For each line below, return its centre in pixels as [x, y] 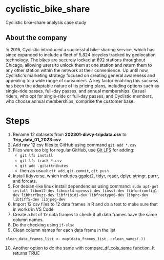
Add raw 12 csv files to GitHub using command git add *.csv [74, 145]
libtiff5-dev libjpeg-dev [39, 199]
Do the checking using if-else [43, 224]
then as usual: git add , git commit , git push [64, 170]
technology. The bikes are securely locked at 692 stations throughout [75, 60]
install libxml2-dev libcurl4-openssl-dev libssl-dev [68, 191]
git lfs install [36, 155]
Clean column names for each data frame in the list [64, 230]
